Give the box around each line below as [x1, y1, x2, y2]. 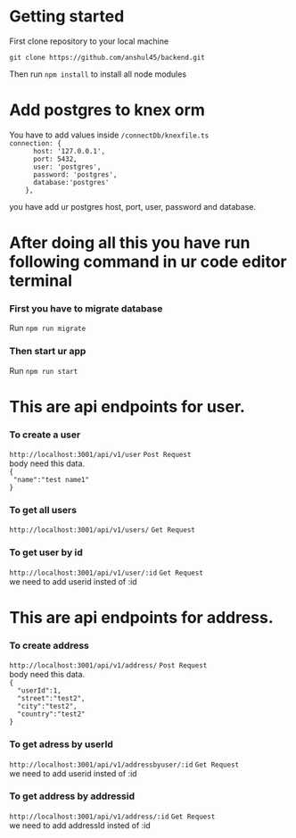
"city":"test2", [17, 702, 78, 711]
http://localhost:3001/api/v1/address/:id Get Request [9, 812, 216, 821]
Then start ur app [9, 345, 86, 358]
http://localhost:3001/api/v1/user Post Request [9, 451, 192, 460]
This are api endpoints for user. [9, 396, 245, 417]
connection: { [9, 138, 62, 148]
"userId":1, [17, 686, 62, 695]
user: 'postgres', [32, 162, 102, 171]
